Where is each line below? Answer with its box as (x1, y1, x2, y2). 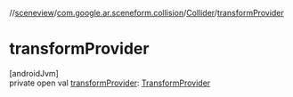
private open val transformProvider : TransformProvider (9, 77, 211, 88)
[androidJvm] (9, 68, 60, 78)
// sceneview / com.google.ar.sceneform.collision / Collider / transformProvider (9, 8, 285, 18)
